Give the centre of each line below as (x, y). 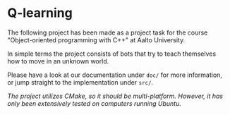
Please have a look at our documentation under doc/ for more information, (115, 75)
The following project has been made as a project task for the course (108, 32)
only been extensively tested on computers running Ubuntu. (94, 103)
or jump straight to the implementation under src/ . (80, 82)
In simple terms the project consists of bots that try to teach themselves (112, 54)
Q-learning (40, 13)
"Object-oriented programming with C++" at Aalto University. (96, 40)
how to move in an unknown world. (58, 61)
